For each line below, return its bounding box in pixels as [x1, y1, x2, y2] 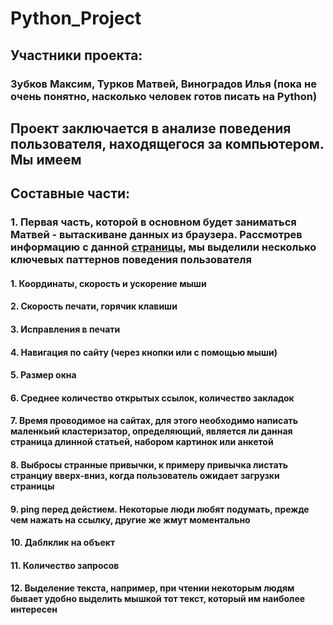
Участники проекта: [10, 47, 143, 64]
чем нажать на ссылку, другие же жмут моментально [10, 513, 251, 526]
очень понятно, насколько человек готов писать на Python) [10, 89, 318, 103]
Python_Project [10, 7, 142, 30]
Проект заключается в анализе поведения [10, 120, 292, 137]
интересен [10, 603, 58, 616]
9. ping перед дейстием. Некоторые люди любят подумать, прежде [10, 503, 310, 515]
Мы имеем [10, 151, 82, 168]
